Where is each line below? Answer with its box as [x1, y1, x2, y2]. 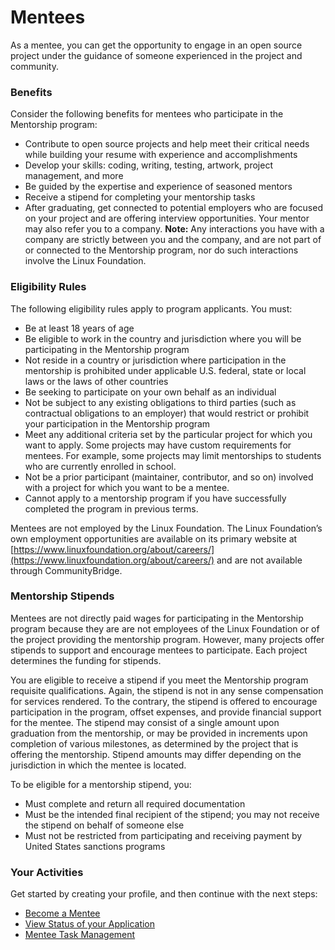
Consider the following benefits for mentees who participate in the [10, 108, 284, 120]
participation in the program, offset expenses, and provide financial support [10, 706, 322, 718]
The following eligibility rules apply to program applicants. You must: [10, 302, 293, 315]
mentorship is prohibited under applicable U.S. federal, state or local [24, 364, 307, 376]
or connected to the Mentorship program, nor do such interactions [24, 244, 299, 256]
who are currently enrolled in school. [24, 460, 177, 472]
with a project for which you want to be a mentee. [24, 481, 230, 493]
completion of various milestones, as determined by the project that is [10, 737, 299, 750]
